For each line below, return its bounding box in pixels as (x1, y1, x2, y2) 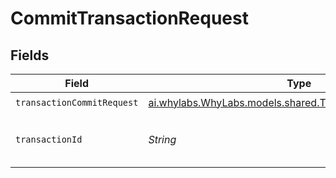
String (148, 133, 177, 146)
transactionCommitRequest (15, 97, 139, 108)
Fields (10, 47, 50, 64)
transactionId (15, 134, 83, 145)
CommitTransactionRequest (10, 7, 249, 30)
